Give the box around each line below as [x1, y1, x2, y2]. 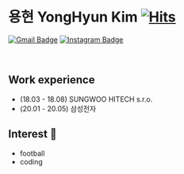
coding [19, 157, 44, 166]
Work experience [8, 73, 95, 87]
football [19, 149, 45, 158]
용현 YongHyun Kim [8, 8, 138, 26]
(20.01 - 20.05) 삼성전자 [19, 103, 97, 113]
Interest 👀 [8, 127, 57, 141]
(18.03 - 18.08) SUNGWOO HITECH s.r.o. [19, 94, 153, 104]
